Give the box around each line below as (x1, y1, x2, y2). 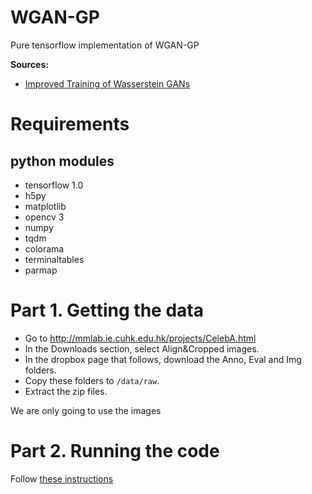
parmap (24, 264, 58, 276)
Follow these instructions (10, 472, 114, 485)
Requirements (10, 113, 130, 136)
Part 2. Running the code (10, 440, 220, 463)
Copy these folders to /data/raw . (24, 374, 160, 386)
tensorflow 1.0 (24, 179, 84, 191)
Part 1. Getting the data (10, 299, 204, 322)
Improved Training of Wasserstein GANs (24, 77, 191, 90)
